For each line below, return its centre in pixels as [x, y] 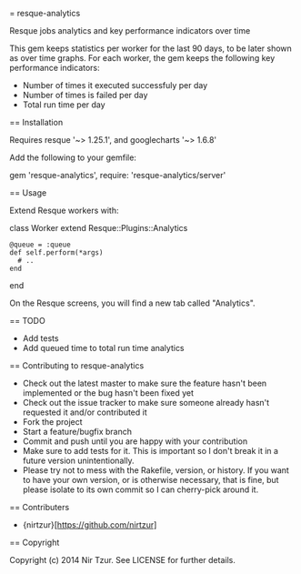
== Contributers [40, 507]
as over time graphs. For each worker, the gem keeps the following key [142, 58]
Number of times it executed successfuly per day [115, 85]
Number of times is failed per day [85, 95]
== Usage [28, 193]
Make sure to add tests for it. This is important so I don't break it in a [150, 451]
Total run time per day [64, 105]
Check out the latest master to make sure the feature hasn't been [145, 383]
